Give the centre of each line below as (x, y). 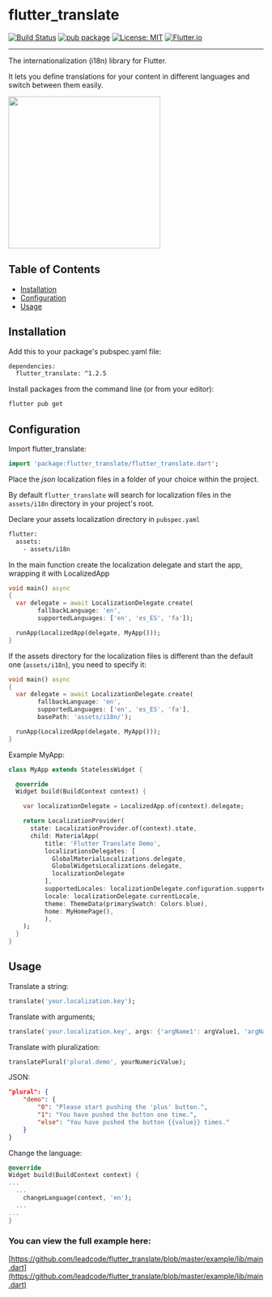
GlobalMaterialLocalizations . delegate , (119, 858)
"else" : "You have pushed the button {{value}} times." (134, 1122)
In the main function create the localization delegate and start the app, (125, 564)
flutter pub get (36, 404)
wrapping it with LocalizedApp (59, 573)
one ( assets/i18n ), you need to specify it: (78, 664)
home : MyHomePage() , (79, 911)
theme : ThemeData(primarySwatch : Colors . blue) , (126, 904)
